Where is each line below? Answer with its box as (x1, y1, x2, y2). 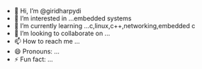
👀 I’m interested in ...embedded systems (13, 14, 132, 23)
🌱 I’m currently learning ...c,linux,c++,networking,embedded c (13, 22, 196, 30)
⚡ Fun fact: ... (13, 55, 53, 63)
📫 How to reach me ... (13, 37, 80, 45)
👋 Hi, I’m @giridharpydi (13, 7, 82, 15)
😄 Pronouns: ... (13, 47, 60, 56)
